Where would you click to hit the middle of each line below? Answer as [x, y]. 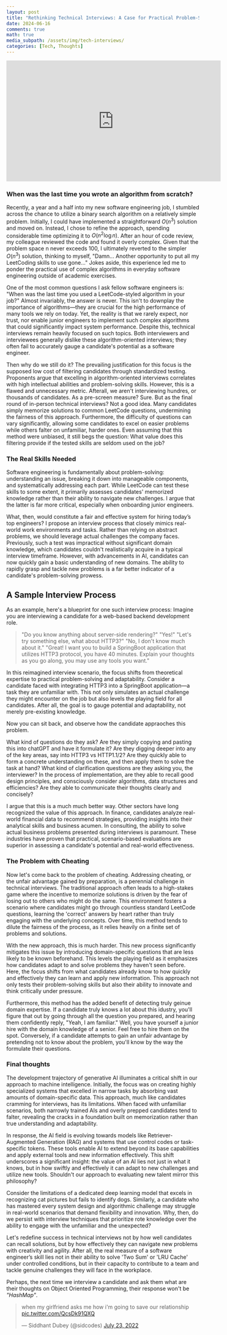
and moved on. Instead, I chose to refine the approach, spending [88, 228]
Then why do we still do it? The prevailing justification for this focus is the [99, 365]
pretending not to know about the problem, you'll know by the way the [95, 1042]
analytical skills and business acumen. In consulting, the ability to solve [96, 826]
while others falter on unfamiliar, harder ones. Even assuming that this [94, 430]
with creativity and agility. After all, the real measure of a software [89, 1250]
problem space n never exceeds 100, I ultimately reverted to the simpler [97, 249]
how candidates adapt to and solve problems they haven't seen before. [96, 965]
